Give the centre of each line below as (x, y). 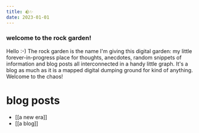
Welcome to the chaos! (35, 76)
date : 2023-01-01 (28, 17)
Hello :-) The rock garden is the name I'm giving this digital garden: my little (99, 51)
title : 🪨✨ (20, 12)
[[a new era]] (31, 117)
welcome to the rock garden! (49, 38)
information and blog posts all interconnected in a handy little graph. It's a (97, 64)
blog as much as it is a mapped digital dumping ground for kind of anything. (99, 70)
